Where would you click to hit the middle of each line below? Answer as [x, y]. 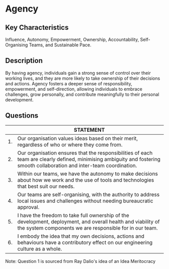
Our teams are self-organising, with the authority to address [89, 194]
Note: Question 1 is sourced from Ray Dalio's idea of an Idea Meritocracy [80, 261]
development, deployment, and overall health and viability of [89, 222]
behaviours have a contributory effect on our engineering [85, 242]
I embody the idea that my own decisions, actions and [81, 236]
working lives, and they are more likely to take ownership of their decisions [83, 78]
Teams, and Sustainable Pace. [60, 45]
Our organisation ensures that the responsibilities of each [85, 153]
